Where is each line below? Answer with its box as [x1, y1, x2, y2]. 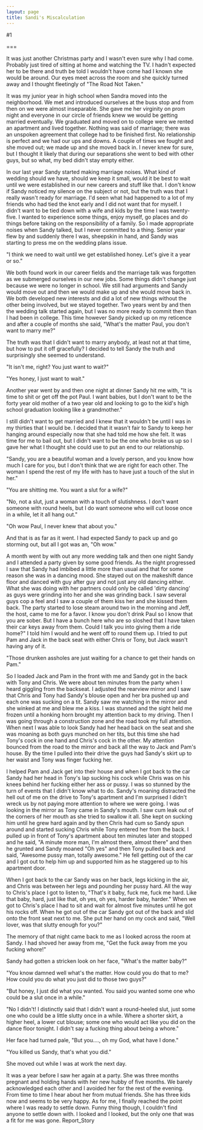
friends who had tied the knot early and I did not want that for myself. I [6, 200, 182, 208]
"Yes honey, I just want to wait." [6, 375, 85, 382]
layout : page [6, 8, 39, 15]
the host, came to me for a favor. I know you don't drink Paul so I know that [6, 610, 193, 618]
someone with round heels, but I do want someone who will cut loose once [6, 504, 193, 512]
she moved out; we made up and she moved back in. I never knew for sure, [6, 144, 193, 151]
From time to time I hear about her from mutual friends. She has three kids [6, 1091, 191, 1098]
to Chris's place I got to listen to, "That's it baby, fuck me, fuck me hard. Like [6, 888, 197, 896]
